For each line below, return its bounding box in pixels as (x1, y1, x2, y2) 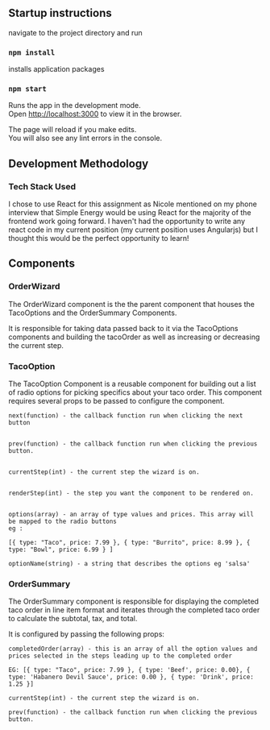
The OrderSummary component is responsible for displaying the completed (8, 596, 260, 607)
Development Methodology (8, 156, 149, 170)
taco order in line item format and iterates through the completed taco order (8, 605, 260, 615)
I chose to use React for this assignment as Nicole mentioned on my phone (8, 199, 258, 209)
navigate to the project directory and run (8, 27, 143, 37)
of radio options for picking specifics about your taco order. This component (8, 388, 262, 397)
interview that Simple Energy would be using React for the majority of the (8, 208, 251, 218)
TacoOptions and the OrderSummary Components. (8, 308, 177, 317)
